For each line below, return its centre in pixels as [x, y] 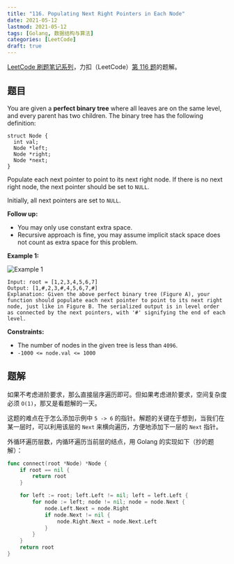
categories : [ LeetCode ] [42, 40]
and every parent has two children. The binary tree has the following [105, 115]
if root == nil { [45, 470]
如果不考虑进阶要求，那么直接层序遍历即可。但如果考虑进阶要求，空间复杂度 [117, 394]
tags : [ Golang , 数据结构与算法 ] [50, 33]
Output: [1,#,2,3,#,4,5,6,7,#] [53, 288]
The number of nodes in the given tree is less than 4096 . [97, 345]
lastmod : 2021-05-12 [37, 27]
